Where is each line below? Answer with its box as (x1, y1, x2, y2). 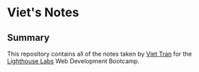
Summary (7, 32, 50, 43)
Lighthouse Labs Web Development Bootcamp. (7, 57, 140, 65)
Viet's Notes (7, 5, 79, 20)
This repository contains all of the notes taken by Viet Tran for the (7, 50, 193, 58)
